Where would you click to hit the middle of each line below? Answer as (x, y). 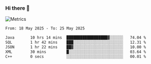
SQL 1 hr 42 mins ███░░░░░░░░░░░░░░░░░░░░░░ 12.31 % (75, 43)
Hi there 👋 (18, 8)
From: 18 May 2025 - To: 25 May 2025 (45, 28)
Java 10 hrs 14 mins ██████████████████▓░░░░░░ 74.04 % (75, 38)
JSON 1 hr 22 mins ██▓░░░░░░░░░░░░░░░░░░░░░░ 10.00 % (75, 47)
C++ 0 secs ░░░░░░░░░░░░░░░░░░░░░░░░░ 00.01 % (75, 56)
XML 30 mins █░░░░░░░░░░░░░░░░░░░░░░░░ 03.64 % (75, 52)
